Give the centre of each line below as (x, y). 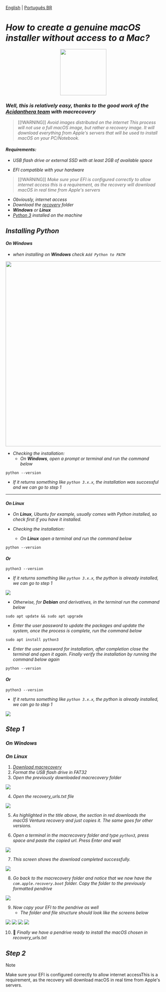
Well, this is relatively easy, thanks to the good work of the (77, 105)
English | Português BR (29, 8)
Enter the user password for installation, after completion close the (81, 649)
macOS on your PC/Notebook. (49, 138)
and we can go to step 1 (37, 487)
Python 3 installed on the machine (48, 215)
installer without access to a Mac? (78, 38)
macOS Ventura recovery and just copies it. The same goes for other (83, 820)
